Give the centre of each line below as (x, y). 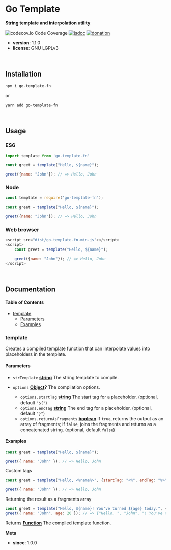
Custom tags (19, 471)
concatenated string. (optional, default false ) (68, 430)
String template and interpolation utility (48, 23)
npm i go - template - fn (28, 86)
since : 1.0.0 (25, 543)
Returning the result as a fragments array (48, 499)
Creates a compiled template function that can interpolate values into (78, 349)
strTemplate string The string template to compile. (65, 377)
